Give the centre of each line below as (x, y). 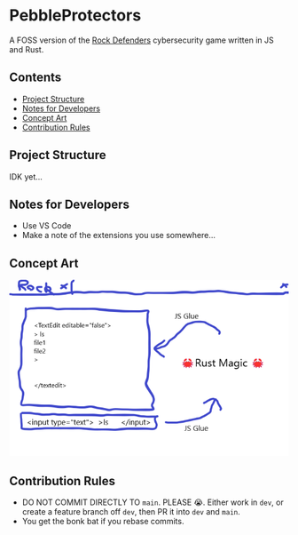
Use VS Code (47, 226)
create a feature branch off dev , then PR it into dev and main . (131, 512)
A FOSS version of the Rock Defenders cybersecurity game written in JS (141, 40)
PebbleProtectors (75, 16)
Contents (35, 78)
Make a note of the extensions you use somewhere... (118, 236)
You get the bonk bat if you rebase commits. (103, 522)
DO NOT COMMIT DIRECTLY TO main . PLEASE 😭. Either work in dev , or (153, 502)
